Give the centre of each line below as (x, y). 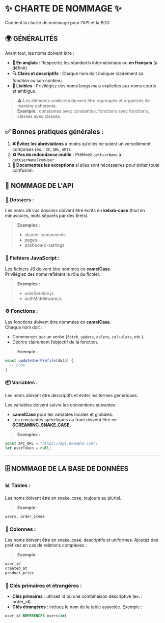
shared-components (45, 235)
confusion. (23, 170)
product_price (20, 573)
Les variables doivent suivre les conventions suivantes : (61, 404)
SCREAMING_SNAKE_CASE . (41, 425)
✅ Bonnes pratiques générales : (55, 132)
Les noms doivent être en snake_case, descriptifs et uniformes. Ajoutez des (82, 540)
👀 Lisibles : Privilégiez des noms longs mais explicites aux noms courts (84, 86)
